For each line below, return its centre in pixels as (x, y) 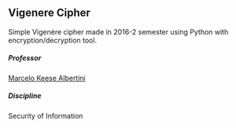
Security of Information (46, 115)
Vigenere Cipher (49, 13)
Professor (25, 58)
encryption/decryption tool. (52, 40)
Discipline (25, 96)
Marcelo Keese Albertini (47, 78)
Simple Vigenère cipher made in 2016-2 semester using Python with (118, 31)
